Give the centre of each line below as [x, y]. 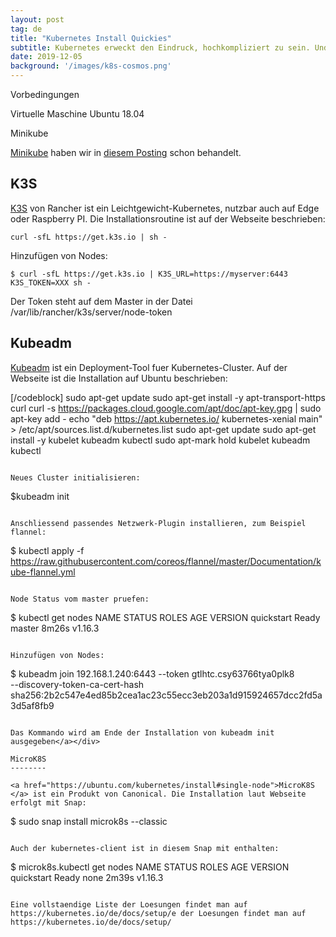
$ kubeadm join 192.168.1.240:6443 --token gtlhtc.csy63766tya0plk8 [152, 673]
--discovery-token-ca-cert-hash [77, 684]
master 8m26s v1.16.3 [55, 628]
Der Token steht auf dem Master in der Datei [101, 301]
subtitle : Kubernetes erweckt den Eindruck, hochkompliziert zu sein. [160, 47]
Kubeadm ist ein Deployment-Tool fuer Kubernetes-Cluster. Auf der [149, 367]
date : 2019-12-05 [46, 57]
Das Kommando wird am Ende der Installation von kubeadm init [142, 732]
